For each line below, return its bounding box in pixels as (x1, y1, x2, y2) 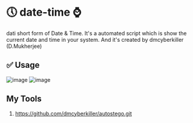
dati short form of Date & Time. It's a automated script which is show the (6, 29, 187, 37)
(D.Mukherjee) (6, 42, 42, 50)
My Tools (6, 94, 42, 104)
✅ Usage (6, 60, 40, 70)
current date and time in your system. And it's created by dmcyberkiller (6, 36, 184, 43)
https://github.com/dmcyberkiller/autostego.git (15, 110, 132, 117)
